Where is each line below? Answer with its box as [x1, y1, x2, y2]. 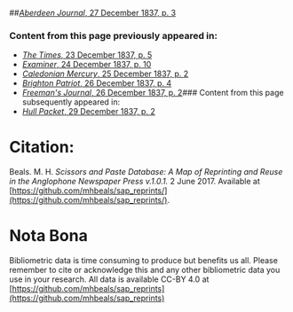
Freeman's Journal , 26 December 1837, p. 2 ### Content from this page [21, 88, 284, 98]
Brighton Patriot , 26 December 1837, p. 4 [21, 78, 172, 89]
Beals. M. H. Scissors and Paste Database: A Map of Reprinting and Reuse [9, 167, 283, 177]
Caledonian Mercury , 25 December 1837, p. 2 [21, 68, 189, 79]
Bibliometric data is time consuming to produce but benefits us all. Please [9, 255, 278, 266]
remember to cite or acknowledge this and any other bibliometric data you [9, 265, 281, 276]
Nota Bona [9, 226, 89, 246]
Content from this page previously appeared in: [9, 29, 218, 42]
